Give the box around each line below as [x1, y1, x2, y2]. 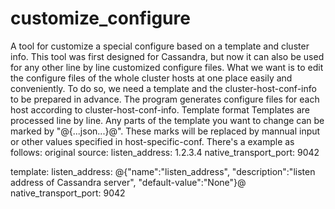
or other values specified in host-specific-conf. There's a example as [10, 135, 295, 147]
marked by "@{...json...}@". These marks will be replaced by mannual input [10, 125, 321, 137]
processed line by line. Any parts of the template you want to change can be [10, 114, 325, 126]
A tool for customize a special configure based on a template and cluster [10, 40, 310, 52]
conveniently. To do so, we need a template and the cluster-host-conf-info [10, 82, 317, 94]
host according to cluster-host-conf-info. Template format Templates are [10, 103, 310, 116]
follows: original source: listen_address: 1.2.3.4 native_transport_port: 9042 [10, 146, 320, 158]
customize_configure [10, 7, 191, 30]
